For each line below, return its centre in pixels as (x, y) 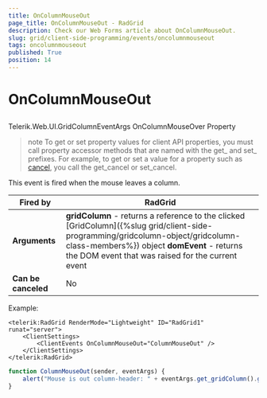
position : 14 (30, 60)
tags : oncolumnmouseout (48, 45)
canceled (30, 289)
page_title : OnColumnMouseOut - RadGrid (76, 23)
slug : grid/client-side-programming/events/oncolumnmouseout (112, 38)
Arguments (34, 241)
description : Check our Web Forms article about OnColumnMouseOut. (122, 30)
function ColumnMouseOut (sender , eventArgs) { (87, 372)
